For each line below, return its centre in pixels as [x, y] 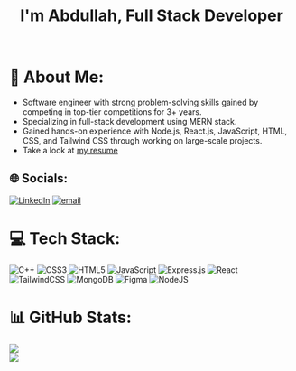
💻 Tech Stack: [65, 238]
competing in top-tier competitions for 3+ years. [112, 111]
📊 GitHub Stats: [71, 317]
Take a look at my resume [70, 150]
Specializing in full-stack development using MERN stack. [129, 121]
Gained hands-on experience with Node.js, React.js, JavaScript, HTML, [155, 131]
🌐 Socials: [39, 178]
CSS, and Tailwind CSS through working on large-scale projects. [142, 140]
